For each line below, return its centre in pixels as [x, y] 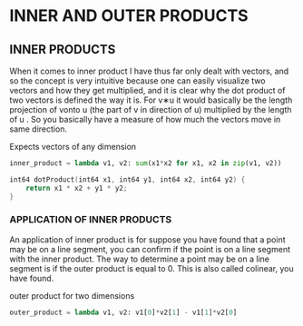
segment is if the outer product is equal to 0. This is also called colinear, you [151, 268]
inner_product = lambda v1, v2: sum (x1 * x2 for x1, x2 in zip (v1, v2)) [146, 163]
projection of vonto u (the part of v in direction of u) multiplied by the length [151, 109]
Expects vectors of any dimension [73, 147]
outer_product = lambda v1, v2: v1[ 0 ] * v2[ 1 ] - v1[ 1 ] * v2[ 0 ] [123, 312]
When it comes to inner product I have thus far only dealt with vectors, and [149, 71]
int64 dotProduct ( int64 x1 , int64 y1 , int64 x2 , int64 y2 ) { [127, 179]
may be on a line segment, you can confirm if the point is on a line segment [150, 249]
